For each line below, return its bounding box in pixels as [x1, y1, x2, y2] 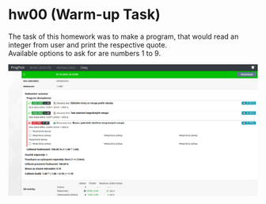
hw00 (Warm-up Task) [8, 6, 161, 24]
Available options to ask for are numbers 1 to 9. [8, 48, 161, 58]
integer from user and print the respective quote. [8, 40, 168, 49]
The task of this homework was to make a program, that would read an [8, 32, 239, 41]
